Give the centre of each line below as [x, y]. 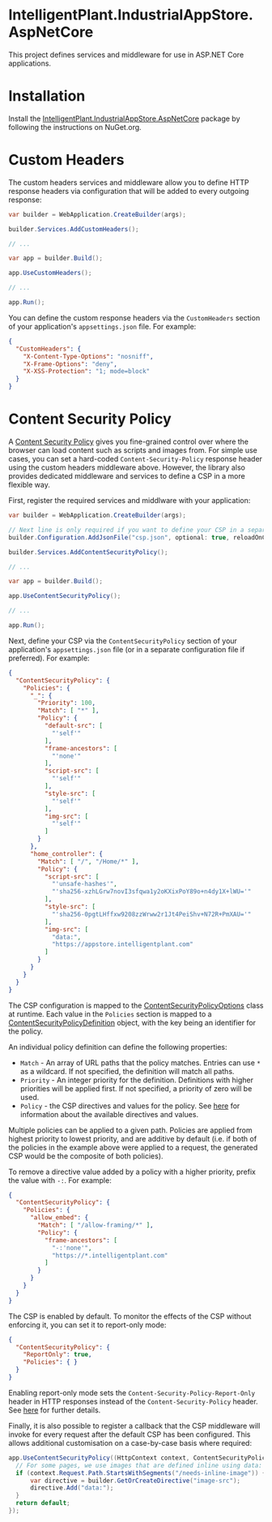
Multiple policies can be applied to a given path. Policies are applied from [130, 1130]
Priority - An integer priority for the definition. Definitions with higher [136, 1080]
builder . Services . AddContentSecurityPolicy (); [88, 552]
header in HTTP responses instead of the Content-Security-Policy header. [133, 1401]
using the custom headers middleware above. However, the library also [127, 467]
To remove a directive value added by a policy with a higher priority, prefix [132, 1172]
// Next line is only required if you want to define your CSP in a [126, 530]
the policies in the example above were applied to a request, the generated [133, 1147]
